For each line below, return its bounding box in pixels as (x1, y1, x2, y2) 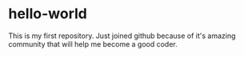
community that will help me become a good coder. (8, 39, 178, 48)
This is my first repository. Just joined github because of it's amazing (8, 31, 236, 40)
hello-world (8, 5, 88, 23)
